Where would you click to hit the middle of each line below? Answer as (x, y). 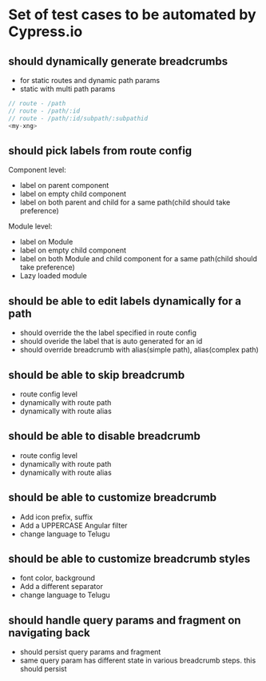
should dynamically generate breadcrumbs (118, 61)
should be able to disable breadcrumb (105, 436)
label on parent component (64, 185)
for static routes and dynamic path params (90, 80)
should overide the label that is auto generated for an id (111, 341)
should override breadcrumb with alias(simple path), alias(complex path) (139, 350)
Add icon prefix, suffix (56, 516)
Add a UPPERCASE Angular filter (73, 525)
